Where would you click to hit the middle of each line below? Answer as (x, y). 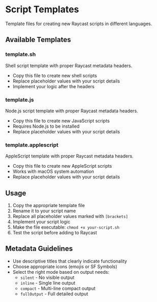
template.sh (21, 54)
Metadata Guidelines (39, 249)
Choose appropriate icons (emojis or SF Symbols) (65, 266)
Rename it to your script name (44, 211)
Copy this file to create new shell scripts (55, 75)
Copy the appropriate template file (49, 206)
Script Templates (42, 9)
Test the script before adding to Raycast (55, 233)
